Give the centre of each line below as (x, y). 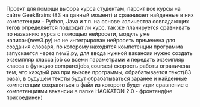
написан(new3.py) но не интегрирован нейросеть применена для (91, 40)
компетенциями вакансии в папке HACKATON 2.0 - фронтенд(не (89, 91)
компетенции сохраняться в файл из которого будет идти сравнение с (97, 85)
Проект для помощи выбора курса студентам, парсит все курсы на (93, 9)
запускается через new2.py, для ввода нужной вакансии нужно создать (99, 53)
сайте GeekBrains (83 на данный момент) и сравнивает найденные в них (100, 15)
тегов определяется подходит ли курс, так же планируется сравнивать (98, 27)
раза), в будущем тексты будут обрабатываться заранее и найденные (97, 78)
